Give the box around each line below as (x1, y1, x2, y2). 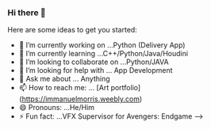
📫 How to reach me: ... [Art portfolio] (18, 83, 141, 93)
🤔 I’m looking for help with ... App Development (18, 66, 173, 75)
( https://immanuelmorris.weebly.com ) (18, 94, 143, 104)
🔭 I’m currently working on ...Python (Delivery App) (18, 40, 186, 50)
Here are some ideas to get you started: (7, 25, 138, 35)
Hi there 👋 (7, 7, 47, 18)
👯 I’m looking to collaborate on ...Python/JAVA (18, 57, 169, 66)
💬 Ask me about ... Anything (18, 74, 110, 84)
